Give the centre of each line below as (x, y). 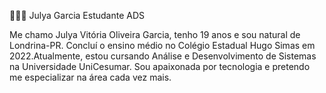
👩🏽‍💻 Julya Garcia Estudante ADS (77, 15)
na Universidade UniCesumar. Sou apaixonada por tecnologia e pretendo (160, 66)
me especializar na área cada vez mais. (90, 77)
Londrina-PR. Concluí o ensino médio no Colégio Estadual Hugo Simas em (162, 45)
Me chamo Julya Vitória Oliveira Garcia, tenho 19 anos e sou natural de (155, 34)
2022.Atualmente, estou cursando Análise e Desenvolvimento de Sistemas (163, 56)
